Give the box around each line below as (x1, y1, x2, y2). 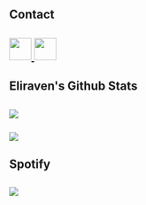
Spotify (9, 156, 51, 171)
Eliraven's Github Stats (9, 79, 138, 94)
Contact (9, 7, 55, 22)
